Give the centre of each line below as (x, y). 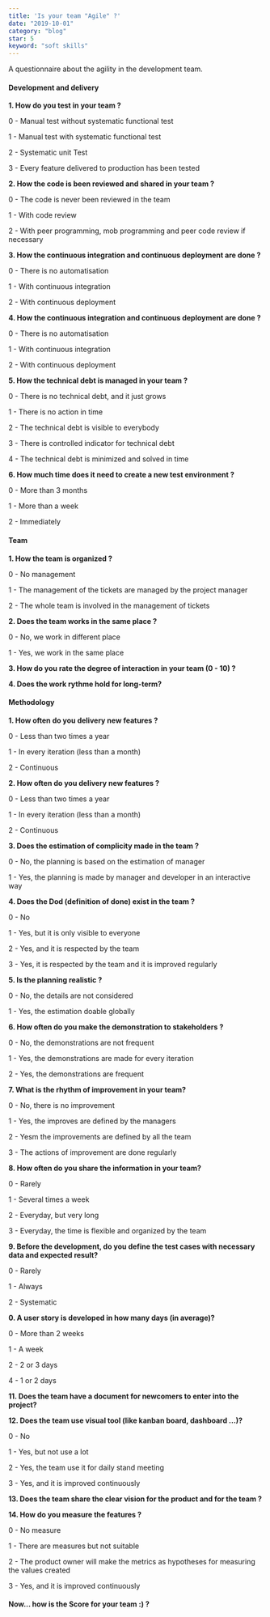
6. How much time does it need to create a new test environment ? (121, 475)
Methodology (32, 702)
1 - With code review (42, 215)
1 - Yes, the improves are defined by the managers (92, 1121)
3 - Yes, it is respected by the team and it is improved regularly (113, 964)
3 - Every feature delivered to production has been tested (104, 168)
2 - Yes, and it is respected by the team (74, 949)
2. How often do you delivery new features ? (84, 783)
